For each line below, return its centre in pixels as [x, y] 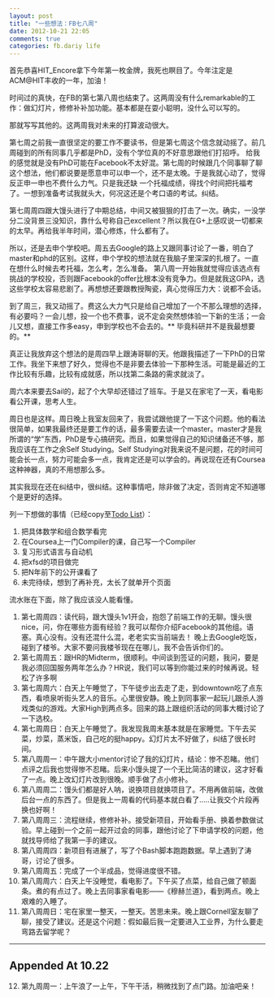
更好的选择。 [45, 497]
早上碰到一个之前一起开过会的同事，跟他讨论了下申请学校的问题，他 [149, 831]
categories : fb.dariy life [55, 46]
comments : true [35, 39]
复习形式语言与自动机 [57, 552]
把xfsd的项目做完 [50, 562]
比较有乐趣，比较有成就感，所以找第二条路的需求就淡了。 [112, 374]
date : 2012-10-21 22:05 [50, 31]
